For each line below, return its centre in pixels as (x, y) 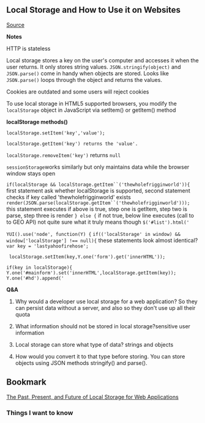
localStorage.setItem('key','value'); (56, 133)
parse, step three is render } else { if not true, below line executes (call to (100, 215)
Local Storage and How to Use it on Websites (94, 10)
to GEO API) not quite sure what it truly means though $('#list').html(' (98, 222)
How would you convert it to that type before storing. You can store (100, 356)
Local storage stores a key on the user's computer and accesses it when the (102, 60)
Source (15, 24)
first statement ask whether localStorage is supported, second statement (99, 190)
